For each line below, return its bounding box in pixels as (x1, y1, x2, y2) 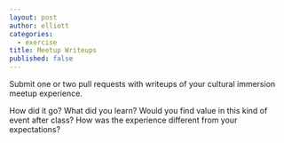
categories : (9, 29, 53, 38)
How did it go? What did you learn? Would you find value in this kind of (9, 106, 268, 115)
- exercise (17, 37, 58, 47)
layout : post (9, 12, 58, 22)
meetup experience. (9, 88, 83, 99)
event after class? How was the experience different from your (9, 115, 238, 125)
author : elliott (9, 21, 69, 30)
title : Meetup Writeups (9, 46, 98, 55)
